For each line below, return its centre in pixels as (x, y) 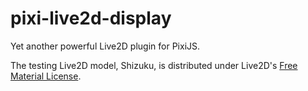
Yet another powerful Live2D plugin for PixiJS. (105, 46)
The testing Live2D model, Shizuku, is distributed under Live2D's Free (154, 65)
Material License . (46, 76)
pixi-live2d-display (91, 18)
